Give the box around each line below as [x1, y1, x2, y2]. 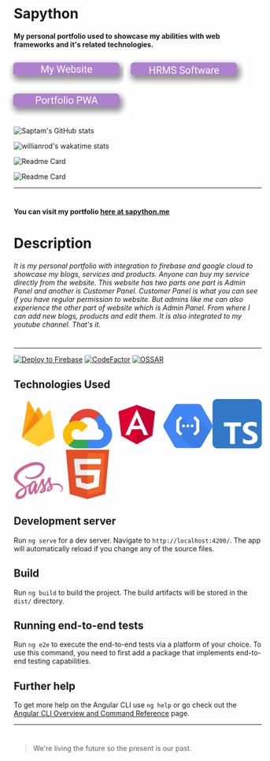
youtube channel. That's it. [13, 319, 102, 329]
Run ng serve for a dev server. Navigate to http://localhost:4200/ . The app [13, 535, 261, 545]
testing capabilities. [28, 656, 91, 666]
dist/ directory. [13, 596, 65, 606]
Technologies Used [13, 378, 110, 391]
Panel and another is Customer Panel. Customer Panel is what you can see [13, 285, 258, 296]
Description [13, 234, 92, 252]
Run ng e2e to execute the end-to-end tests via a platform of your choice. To [13, 640, 262, 649]
